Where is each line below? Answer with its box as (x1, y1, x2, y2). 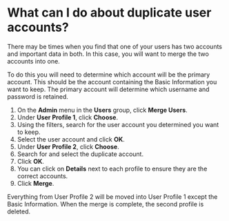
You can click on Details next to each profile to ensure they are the (17, 164, 208, 173)
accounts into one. (7, 57, 60, 65)
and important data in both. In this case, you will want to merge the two (7, 50, 209, 58)
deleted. (7, 207, 31, 215)
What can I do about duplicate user (7, 5, 212, 21)
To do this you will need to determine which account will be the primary (7, 70, 210, 79)
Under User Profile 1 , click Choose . (17, 113, 119, 122)
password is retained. (7, 92, 69, 101)
